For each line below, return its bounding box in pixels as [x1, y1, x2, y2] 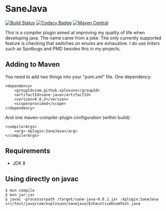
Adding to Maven [5, 60, 60, 69]
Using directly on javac [5, 175, 79, 183]
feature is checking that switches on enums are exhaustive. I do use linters [5, 40, 160, 46]
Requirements [5, 147, 50, 155]
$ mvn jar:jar [5, 192, 35, 197]
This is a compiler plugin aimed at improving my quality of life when [5, 29, 145, 35]
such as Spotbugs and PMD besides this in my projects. [5, 45, 121, 51]
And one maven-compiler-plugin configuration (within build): [5, 114, 131, 120]
